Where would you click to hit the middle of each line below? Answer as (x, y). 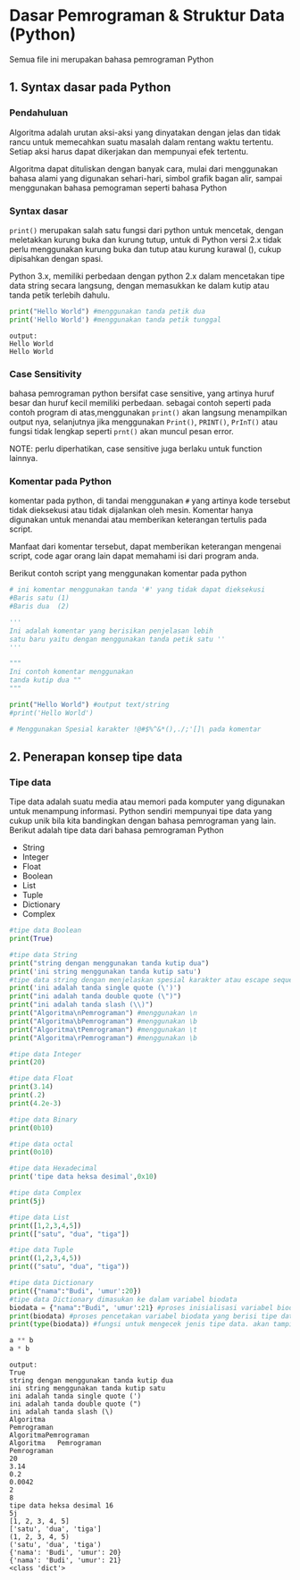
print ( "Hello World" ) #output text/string (89, 704)
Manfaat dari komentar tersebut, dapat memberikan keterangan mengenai (145, 547)
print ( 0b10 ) (31, 1128)
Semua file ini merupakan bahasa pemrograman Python (112, 59)
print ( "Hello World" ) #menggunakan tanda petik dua (107, 311)
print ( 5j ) (28, 1201)
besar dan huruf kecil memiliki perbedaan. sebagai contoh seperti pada (140, 402)
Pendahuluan (39, 113)
